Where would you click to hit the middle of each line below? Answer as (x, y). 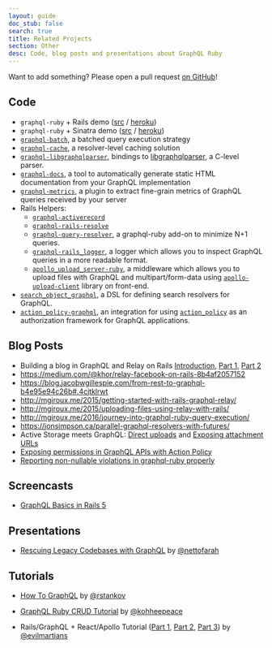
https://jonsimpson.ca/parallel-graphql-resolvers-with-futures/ (125, 426)
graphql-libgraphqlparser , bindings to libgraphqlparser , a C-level (130, 156)
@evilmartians (44, 636)
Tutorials (31, 576)
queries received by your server (73, 199)
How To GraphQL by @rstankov (73, 596)
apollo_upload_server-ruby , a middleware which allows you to (136, 268)
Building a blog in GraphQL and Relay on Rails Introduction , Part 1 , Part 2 (140, 365)
